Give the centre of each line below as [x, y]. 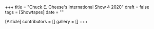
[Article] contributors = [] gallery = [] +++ [47, 22]
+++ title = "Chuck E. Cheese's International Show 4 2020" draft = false [77, 7]
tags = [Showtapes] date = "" [35, 12]
